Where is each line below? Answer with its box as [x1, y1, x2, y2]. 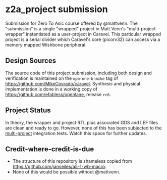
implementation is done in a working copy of [5, 86, 98, 92]
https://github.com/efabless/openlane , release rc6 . [5, 91, 111, 97]
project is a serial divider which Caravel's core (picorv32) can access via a [5, 36, 160, 42]
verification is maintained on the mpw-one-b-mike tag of [5, 75, 119, 81]
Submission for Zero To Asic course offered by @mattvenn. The [5, 20, 138, 26]
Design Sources [5, 57, 57, 65]
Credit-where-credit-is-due [5, 145, 94, 153]
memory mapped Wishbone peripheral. [5, 41, 87, 48]
